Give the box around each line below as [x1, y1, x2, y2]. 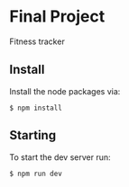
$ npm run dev [9, 169, 63, 178]
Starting [9, 128, 57, 143]
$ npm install [9, 103, 63, 112]
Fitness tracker [9, 36, 65, 47]
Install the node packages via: [9, 85, 121, 96]
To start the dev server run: [9, 151, 111, 163]
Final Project [9, 6, 106, 27]
